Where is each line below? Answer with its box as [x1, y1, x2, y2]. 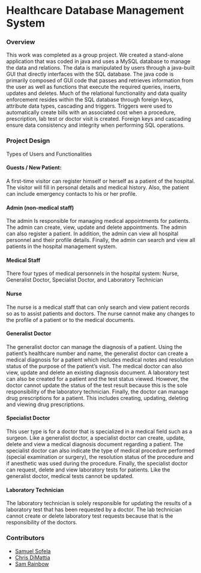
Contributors [6, 534, 45, 542]
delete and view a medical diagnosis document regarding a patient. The [6, 441, 184, 447]
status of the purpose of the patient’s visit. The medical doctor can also [6, 362, 183, 369]
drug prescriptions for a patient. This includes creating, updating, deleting [6, 394, 189, 401]
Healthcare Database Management [6, 4, 184, 17]
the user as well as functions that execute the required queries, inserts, [6, 83, 182, 91]
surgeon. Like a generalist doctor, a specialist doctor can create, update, [6, 434, 185, 441]
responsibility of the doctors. [6, 519, 77, 526]
